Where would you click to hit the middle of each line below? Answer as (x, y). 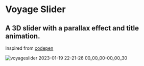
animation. (23, 36)
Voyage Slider (35, 9)
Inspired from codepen (29, 48)
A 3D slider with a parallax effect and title (72, 28)
